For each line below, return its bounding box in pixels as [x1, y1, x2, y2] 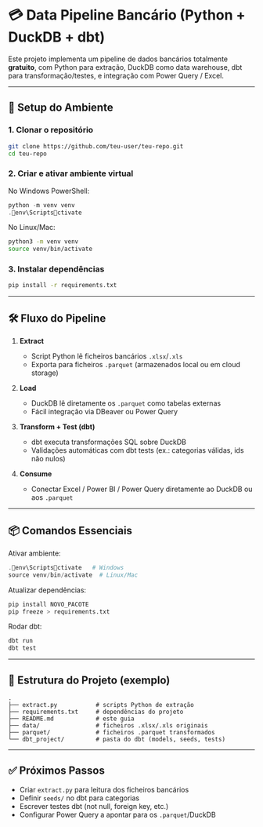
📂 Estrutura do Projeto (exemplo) [8, 673, 171, 687]
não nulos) [31, 454, 66, 464]
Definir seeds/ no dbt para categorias [19, 793, 139, 803]
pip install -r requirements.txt [8, 282, 117, 290]
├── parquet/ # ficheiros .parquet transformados [8, 729, 215, 737]
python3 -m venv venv [8, 238, 79, 246]
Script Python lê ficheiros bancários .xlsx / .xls [31, 352, 183, 361]
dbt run [8, 637, 34, 645]
